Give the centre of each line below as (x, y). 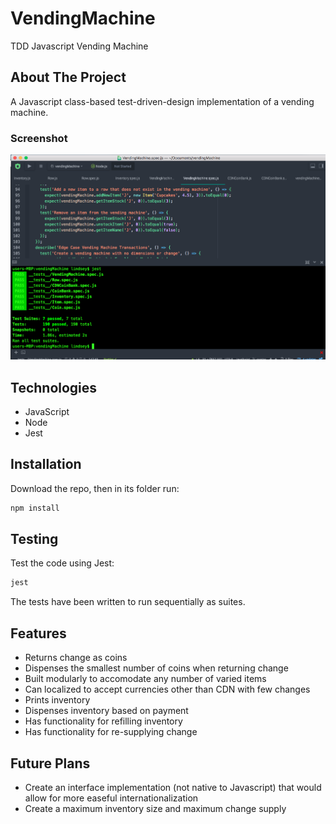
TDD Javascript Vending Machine (79, 46)
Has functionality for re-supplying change (111, 732)
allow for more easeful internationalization (111, 798)
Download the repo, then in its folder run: (95, 488)
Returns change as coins (76, 658)
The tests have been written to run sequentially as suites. (128, 602)
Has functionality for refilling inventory (103, 721)
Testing (34, 539)
